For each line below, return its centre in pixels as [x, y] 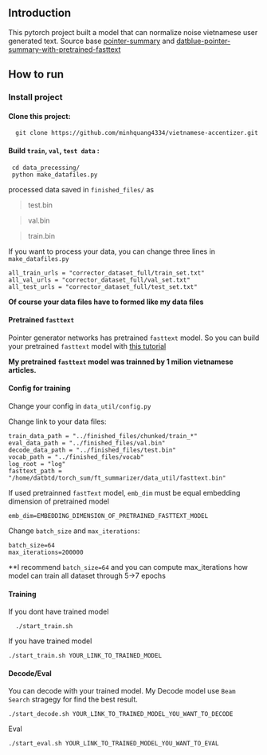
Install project [35, 97]
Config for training [39, 388]
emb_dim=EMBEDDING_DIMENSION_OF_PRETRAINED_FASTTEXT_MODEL [108, 516]
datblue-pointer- [204, 41]
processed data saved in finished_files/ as [81, 189]
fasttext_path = [35, 471]
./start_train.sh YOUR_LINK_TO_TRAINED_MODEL [85, 656]
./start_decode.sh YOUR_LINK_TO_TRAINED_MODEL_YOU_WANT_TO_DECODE [121, 714]
